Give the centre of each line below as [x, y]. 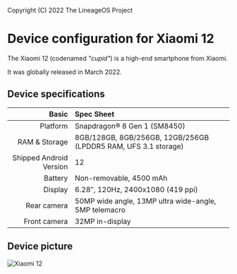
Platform [54, 126]
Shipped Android [40, 157]
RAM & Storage [43, 142]
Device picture [40, 246]
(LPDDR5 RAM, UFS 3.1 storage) [129, 146]
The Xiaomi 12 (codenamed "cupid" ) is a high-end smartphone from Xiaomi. [117, 58]
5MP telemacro [100, 210]
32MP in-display [103, 221]
